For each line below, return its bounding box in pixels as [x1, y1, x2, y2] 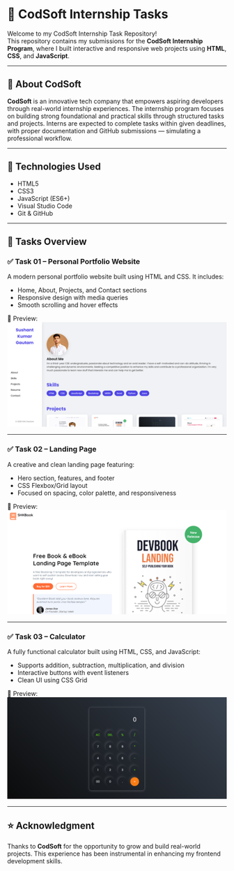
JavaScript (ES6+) [17, 194, 70, 202]
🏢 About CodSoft [7, 78, 81, 90]
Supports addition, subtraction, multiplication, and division [17, 661, 185, 669]
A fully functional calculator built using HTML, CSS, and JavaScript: [7, 648, 201, 656]
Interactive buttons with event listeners [17, 669, 130, 677]
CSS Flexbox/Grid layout [17, 481, 88, 489]
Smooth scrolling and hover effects [17, 301, 118, 309]
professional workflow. [7, 134, 72, 142]
